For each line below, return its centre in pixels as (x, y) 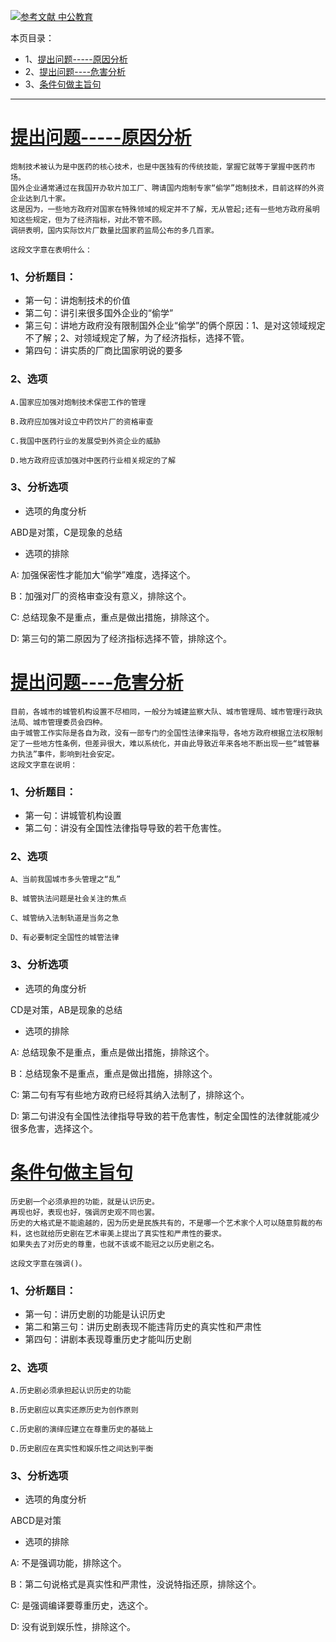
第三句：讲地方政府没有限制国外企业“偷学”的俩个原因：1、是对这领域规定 (175, 326)
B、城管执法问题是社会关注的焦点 (68, 899)
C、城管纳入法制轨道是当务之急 (65, 918)
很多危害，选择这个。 (54, 1128)
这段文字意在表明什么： (51, 250)
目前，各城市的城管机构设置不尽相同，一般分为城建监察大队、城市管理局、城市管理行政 (163, 711)
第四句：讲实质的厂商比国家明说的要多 (103, 351)
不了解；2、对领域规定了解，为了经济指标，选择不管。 (137, 338)
